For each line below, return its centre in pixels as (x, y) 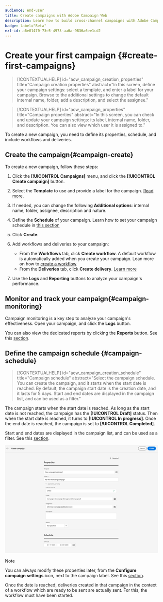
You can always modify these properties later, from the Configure (71, 570)
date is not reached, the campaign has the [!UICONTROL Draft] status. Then (81, 413)
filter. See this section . (27, 438)
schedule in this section (36, 225)
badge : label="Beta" (26, 26)
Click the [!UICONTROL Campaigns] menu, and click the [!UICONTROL (83, 176)
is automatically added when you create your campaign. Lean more (87, 259)
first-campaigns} (41, 66)
